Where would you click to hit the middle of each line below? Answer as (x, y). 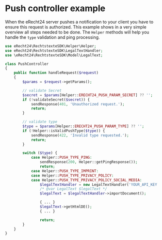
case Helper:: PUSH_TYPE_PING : (61, 158)
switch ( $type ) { (40, 153)
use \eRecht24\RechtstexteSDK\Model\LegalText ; (54, 55)
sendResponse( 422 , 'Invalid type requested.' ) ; (80, 135)
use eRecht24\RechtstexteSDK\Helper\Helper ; (51, 46)
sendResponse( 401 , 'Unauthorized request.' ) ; (78, 104)
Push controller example (55, 8)
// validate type (40, 122)
